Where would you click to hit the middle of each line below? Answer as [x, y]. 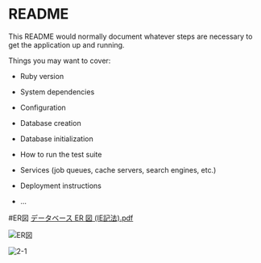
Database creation [51, 123]
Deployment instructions [61, 186]
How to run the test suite [61, 154]
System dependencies [57, 92]
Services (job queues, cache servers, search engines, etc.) [118, 169]
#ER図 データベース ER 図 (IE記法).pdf [71, 218]
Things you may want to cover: [60, 61]
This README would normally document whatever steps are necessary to [130, 36]
